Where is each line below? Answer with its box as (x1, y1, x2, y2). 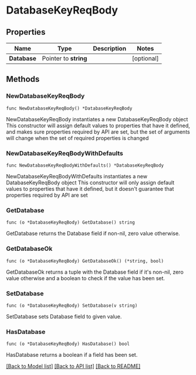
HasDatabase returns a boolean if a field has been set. (6, 351, 138, 359)
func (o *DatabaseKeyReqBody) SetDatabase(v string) (6, 303, 138, 308)
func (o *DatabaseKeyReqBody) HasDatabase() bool (6, 341, 130, 347)
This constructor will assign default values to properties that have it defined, (6, 122, 191, 129)
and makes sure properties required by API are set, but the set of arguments (6, 128, 190, 135)
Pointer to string (42, 54, 87, 62)
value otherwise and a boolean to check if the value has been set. (6, 274, 165, 281)
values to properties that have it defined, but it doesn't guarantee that (6, 185, 174, 192)
